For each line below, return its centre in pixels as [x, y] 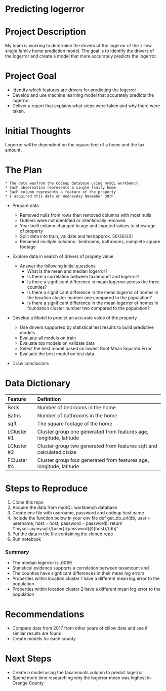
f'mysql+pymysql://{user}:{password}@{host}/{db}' [65, 528]
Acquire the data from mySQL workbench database [65, 507]
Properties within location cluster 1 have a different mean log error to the [86, 578]
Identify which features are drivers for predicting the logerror [74, 90]
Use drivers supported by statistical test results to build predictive [87, 327]
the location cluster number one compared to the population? [89, 297]
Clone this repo [28, 502]
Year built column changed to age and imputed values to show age [87, 225]
